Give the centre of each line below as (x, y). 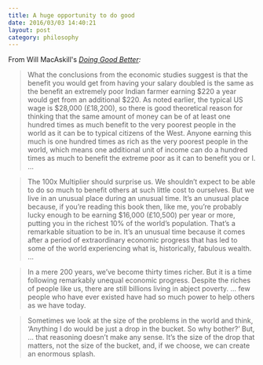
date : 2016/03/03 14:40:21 (52, 23)
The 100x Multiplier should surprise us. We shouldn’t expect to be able (141, 182)
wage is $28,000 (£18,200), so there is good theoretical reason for (135, 108)
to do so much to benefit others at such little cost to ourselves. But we (141, 190)
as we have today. (57, 305)
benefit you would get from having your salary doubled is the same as (140, 83)
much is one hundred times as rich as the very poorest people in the (138, 141)
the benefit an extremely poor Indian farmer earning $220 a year (132, 92)
